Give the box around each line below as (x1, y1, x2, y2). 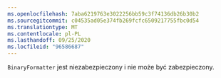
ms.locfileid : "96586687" (7, 43, 84, 50)
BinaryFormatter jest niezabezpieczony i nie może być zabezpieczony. (7, 63, 215, 71)
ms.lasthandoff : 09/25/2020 (7, 37, 91, 44)
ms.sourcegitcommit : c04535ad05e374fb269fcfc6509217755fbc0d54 (7, 17, 200, 24)
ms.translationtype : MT (7, 23, 78, 30)
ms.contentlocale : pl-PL (7, 30, 81, 38)
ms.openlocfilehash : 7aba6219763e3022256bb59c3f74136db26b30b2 (7, 10, 200, 18)
